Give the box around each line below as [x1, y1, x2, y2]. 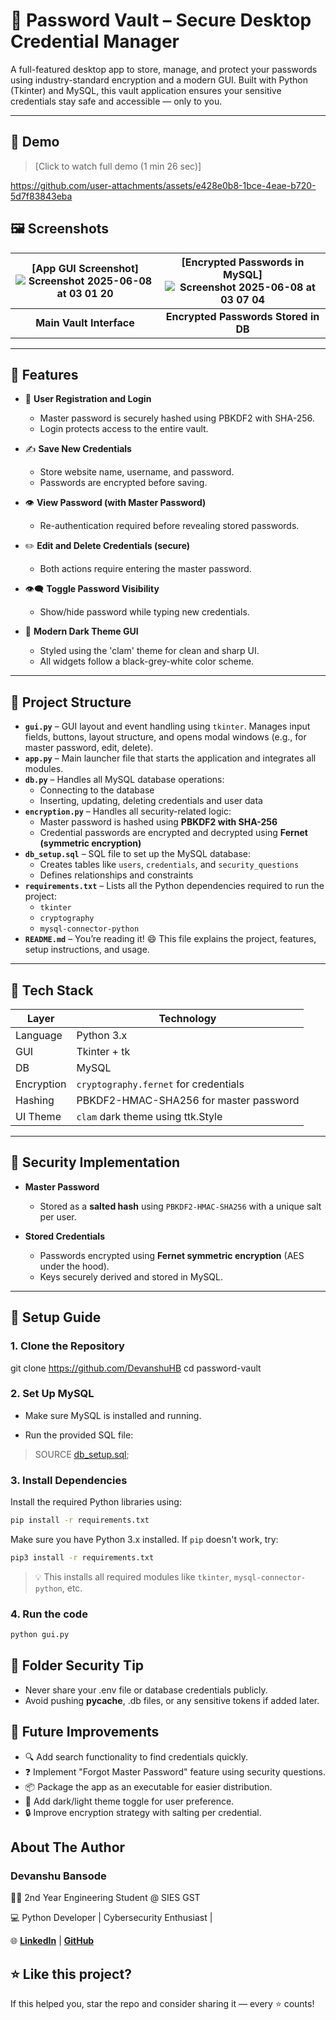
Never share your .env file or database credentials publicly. [24, 1684, 268, 1696]
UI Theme [15, 1110, 62, 1123]
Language [15, 1029, 63, 1042]
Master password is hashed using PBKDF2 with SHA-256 [39, 816, 278, 828]
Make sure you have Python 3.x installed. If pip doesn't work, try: [10, 1533, 279, 1545]
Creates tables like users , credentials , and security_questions [39, 859, 300, 871]
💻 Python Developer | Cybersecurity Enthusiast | [10, 1912, 213, 1924]
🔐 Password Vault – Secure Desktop [10, 9, 312, 32]
